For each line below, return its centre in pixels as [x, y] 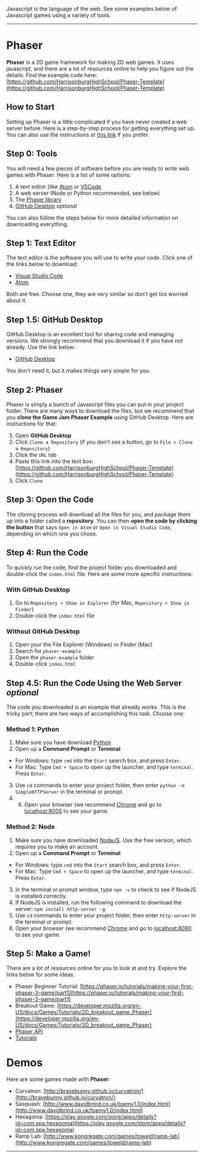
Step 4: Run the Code [47, 553]
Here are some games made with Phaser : [58, 1079]
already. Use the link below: [41, 347]
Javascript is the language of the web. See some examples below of [92, 9]
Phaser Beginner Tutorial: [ [49, 986]
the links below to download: [42, 264]
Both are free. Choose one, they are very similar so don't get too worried [97, 294]
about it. [17, 300]
